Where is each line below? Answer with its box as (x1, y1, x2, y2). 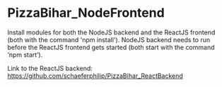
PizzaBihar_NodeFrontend (7, 5, 165, 21)
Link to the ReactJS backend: (7, 64, 93, 72)
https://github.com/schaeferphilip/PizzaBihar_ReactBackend (7, 72, 184, 80)
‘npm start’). (7, 51, 43, 59)
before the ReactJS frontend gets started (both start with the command (7, 43, 215, 51)
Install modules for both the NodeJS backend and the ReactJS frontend (7, 28, 216, 36)
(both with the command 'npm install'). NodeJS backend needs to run (7, 35, 211, 43)
